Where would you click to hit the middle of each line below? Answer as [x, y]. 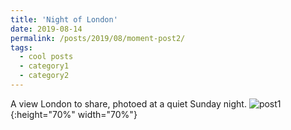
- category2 [44, 76]
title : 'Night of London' [64, 19]
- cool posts [46, 57]
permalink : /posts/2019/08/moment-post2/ [98, 38]
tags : [21, 47]
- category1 [44, 66]
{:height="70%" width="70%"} [74, 114]
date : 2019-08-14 [46, 29]
